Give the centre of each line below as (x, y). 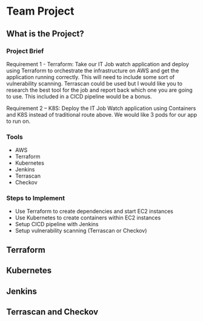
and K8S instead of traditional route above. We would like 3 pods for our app (102, 114)
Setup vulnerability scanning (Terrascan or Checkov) (81, 231)
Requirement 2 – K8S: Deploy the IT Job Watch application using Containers (101, 108)
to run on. (18, 121)
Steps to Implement (36, 198)
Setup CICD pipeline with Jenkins (57, 224)
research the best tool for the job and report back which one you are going (99, 90)
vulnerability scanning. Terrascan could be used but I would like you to (95, 83)
